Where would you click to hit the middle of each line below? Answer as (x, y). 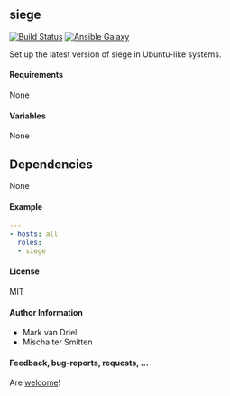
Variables (28, 116)
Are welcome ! (35, 382)
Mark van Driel (50, 333)
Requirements (37, 75)
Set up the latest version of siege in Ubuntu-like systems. (115, 54)
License (25, 271)
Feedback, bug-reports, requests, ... (79, 363)
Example (26, 206)
